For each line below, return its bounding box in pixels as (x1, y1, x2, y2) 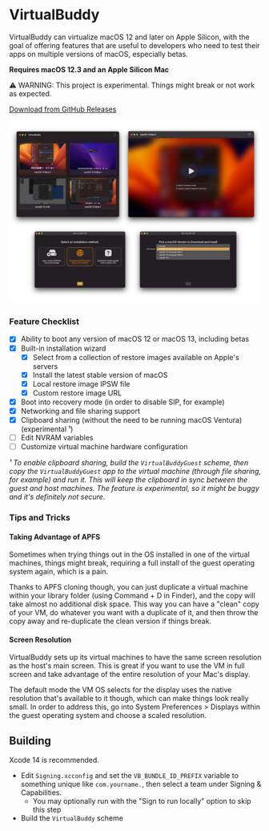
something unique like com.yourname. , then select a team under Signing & (20, 780, 262, 789)
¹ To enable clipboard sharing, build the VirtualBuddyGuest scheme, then (9, 458, 249, 468)
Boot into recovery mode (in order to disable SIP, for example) (20, 397, 225, 407)
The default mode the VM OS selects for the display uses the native (9, 685, 232, 695)
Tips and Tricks (9, 512, 71, 523)
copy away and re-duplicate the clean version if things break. (9, 616, 211, 626)
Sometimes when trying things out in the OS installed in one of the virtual (9, 549, 251, 559)
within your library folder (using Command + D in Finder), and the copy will (9, 591, 255, 601)
